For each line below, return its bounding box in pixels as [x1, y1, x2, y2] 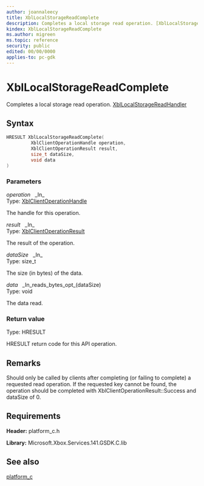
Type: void [6, 287, 33, 295]
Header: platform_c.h [6, 427, 60, 434]
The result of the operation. [6, 239, 75, 247]
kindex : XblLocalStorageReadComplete [6, 26, 102, 32]
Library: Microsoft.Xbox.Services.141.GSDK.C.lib [6, 439, 127, 446]
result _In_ [6, 220, 35, 228]
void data [30, 157, 56, 163]
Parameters [6, 177, 41, 186]
